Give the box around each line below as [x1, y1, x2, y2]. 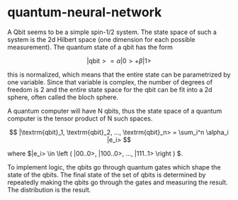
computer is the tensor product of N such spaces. [7, 114, 153, 123]
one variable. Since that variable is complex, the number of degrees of [7, 77, 213, 86]
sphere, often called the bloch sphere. [7, 93, 119, 101]
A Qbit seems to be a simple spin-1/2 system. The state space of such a [7, 28, 217, 36]
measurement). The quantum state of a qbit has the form [7, 43, 174, 51]
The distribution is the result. [7, 185, 91, 194]
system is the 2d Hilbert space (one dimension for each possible [7, 35, 195, 43]
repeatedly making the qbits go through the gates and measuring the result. [7, 178, 228, 187]
